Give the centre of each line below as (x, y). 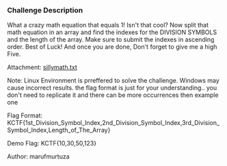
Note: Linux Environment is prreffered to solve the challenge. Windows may (113, 81)
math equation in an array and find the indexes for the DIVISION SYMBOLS (112, 32)
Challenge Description (45, 10)
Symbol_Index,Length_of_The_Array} (59, 130)
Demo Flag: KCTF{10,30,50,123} (52, 143)
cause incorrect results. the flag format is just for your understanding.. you (112, 88)
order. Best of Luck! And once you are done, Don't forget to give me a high (112, 47)
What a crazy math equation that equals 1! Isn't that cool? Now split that (108, 25)
